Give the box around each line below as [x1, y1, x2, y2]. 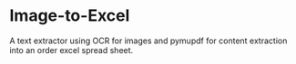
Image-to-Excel [9, 5, 130, 26]
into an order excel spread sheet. [9, 44, 134, 55]
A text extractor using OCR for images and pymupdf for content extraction [9, 35, 288, 46]
